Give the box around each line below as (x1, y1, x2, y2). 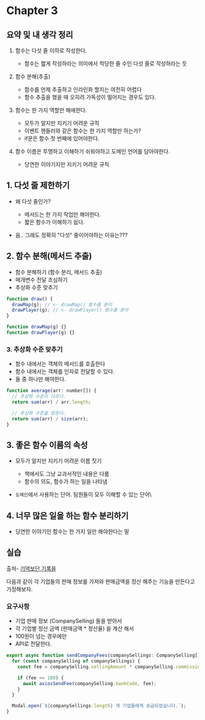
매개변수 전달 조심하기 (15, 276, 68, 283)
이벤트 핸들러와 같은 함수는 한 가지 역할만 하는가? (24, 127, 142, 134)
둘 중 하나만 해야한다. (15, 375, 66, 383)
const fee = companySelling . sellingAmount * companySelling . (17, 664, 176, 670)
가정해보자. (6, 585, 33, 593)
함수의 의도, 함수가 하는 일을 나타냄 (24, 478, 108, 485)
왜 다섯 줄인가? (15, 197, 51, 205)
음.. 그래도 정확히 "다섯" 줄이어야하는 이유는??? (15, 231, 128, 238)
